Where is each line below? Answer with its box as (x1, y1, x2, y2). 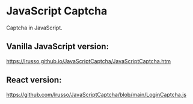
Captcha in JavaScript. (6, 24, 63, 31)
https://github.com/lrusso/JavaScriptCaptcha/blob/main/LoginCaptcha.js (6, 91, 187, 98)
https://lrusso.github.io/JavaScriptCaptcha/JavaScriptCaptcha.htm (6, 57, 171, 64)
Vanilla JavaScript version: (6, 41, 109, 52)
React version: (6, 75, 62, 85)
